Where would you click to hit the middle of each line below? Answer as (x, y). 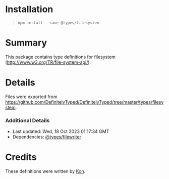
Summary (26, 43)
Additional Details (27, 120)
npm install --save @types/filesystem (58, 23)
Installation (29, 9)
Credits (21, 157)
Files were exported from (31, 97)
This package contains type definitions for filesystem (61, 57)
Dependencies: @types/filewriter (47, 137)
